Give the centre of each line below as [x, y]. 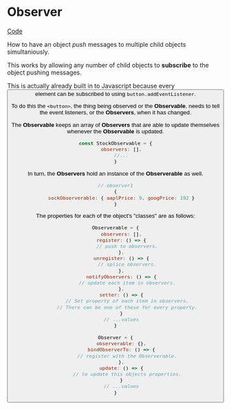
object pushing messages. [44, 72]
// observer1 [115, 186]
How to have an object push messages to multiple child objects [97, 44]
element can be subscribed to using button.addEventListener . [115, 94]
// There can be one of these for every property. [127, 307]
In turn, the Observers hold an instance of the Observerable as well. [115, 173]
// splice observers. [127, 265]
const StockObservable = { [115, 143]
